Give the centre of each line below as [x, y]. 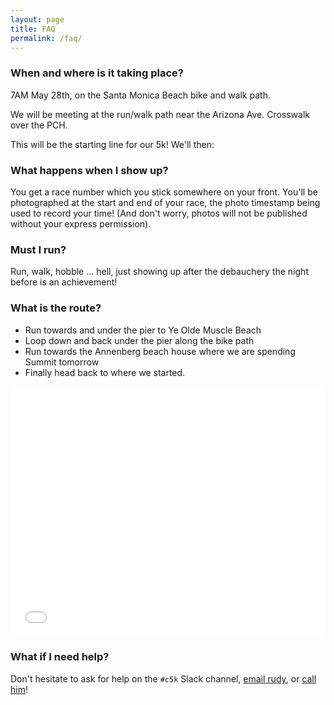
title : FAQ [33, 29]
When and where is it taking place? [97, 73]
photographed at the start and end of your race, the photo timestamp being [165, 202]
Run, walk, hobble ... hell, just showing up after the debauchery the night [159, 272]
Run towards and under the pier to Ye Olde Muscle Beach [143, 330]
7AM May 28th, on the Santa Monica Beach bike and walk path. [140, 95]
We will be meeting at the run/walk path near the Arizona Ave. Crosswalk [160, 114]
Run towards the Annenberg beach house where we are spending [160, 351]
